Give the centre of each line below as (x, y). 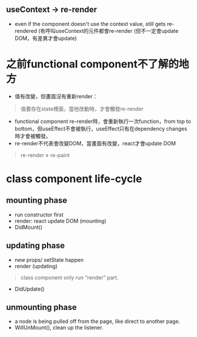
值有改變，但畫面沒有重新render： (56, 96)
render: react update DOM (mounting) (61, 221)
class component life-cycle (74, 178)
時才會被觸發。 (33, 136)
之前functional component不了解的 (93, 64)
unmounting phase (41, 307)
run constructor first (39, 215)
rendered (26, 31)
